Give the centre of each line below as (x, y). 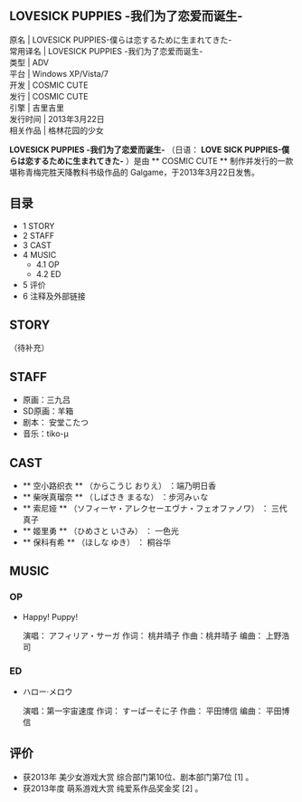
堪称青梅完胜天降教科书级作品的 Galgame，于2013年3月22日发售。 (134, 172)
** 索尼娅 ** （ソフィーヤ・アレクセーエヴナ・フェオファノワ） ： (146, 509)
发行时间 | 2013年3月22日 (57, 119)
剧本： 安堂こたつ (55, 423)
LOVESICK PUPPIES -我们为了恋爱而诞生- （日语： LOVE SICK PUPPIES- (146, 149)
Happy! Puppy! (50, 616)
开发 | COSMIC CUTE (49, 85)
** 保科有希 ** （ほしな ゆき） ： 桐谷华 (97, 542)
